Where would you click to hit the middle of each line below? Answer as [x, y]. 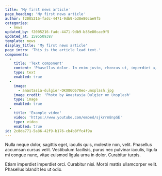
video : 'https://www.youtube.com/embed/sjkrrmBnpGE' [68, 117]
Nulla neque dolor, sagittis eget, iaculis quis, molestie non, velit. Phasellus [79, 145]
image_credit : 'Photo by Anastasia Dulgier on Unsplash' [73, 95]
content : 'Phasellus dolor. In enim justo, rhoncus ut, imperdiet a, [86, 68]
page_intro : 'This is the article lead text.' [53, 50]
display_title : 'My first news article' [47, 45]
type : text [25, 73]
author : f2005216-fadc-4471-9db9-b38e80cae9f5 [53, 18]
